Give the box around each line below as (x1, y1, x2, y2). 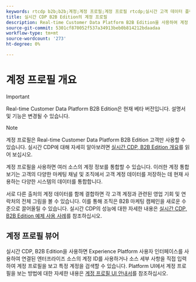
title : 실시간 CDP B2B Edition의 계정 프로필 (6, 14, 108, 20)
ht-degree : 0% (6, 42, 41, 47)
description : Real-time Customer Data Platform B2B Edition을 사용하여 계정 (6, 19, 188, 25)
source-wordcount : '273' (6, 36, 66, 42)
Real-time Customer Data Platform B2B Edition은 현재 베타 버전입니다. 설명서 (6, 105, 186, 112)
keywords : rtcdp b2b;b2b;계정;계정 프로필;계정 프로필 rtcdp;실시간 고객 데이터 (6, 8, 183, 15)
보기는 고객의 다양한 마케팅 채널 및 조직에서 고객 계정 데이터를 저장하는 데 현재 (6, 170, 184, 177)
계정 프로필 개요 (6, 74, 77, 87)
